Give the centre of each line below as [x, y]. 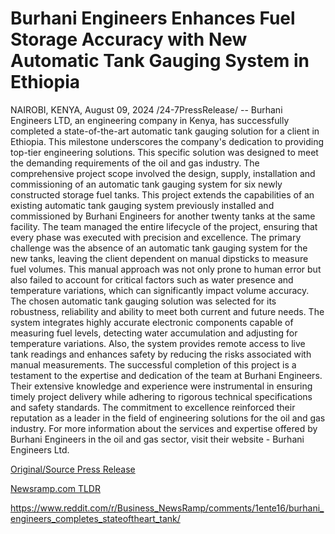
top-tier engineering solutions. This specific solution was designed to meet [164, 152]
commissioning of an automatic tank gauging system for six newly [146, 184]
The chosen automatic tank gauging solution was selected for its [143, 301]
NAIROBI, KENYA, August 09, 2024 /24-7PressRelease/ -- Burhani [146, 109]
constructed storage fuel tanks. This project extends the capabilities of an [162, 194]
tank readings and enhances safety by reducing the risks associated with [161, 354]
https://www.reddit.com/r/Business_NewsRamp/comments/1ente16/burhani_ [167, 508]
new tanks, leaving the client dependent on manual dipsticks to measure [159, 258]
